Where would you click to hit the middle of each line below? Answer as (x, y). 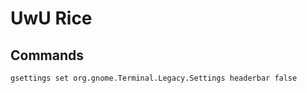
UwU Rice (51, 18)
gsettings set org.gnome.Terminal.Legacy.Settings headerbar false (154, 78)
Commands (47, 55)
